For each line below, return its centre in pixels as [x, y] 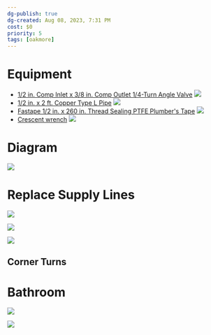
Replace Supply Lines [71, 195]
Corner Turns [37, 262]
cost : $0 [20, 27]
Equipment [39, 74]
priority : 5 [24, 33]
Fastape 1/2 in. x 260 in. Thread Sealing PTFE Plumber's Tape [106, 111]
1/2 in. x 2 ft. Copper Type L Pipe [64, 103]
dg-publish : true [32, 14]
